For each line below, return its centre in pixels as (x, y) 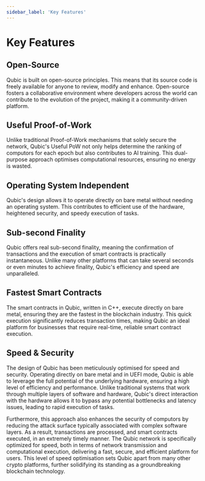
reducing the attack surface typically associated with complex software (97, 425)
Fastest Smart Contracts (54, 293)
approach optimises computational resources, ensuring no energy (112, 160)
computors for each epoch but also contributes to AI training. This (90, 153)
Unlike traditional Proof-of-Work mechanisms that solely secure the (91, 140)
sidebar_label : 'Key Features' (46, 12)
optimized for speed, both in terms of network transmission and (87, 445)
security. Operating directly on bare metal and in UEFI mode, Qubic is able (100, 374)
